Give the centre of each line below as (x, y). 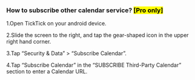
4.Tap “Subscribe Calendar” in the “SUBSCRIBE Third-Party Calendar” (94, 65)
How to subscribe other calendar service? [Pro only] (85, 10)
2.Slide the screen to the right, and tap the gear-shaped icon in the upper (97, 35)
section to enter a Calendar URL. (47, 72)
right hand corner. (29, 42)
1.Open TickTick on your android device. (57, 24)
